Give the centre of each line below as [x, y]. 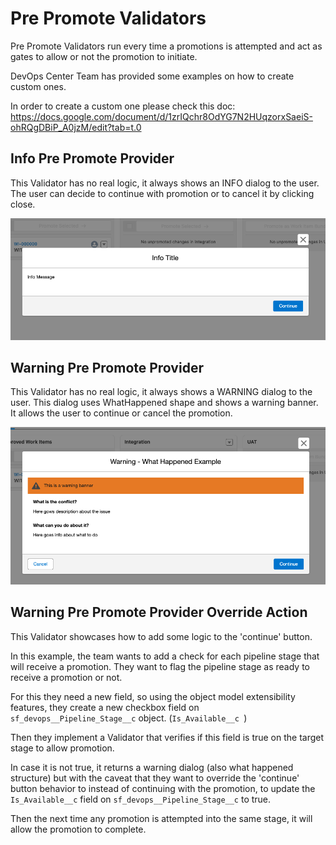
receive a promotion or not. [66, 677]
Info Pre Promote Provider [92, 158]
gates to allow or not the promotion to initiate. [104, 56]
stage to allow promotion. [62, 748]
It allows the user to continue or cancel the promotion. [121, 413]
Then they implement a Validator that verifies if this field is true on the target [167, 737]
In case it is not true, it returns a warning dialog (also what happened [152, 767]
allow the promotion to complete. [78, 829]
